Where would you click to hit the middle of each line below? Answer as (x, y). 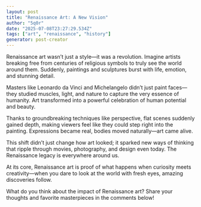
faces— (178, 87)
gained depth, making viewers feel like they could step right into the (90, 124)
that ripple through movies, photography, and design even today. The (92, 149)
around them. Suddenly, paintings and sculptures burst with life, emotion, (97, 69)
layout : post (22, 12)
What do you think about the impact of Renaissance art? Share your (89, 191)
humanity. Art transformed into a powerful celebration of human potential (96, 100)
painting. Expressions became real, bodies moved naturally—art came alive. (100, 131)
